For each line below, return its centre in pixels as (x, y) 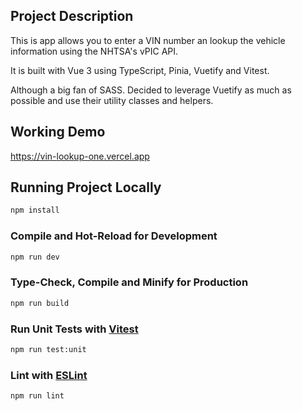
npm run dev (35, 257)
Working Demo (58, 132)
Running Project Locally (86, 187)
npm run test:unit (48, 349)
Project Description (72, 16)
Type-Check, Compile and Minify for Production (129, 282)
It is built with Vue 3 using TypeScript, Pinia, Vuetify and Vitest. (140, 70)
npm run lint (37, 396)
